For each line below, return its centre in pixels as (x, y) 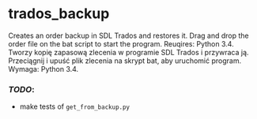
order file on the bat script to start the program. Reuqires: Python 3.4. (121, 43)
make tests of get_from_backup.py (75, 106)
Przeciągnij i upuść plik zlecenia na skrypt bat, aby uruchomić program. (125, 61)
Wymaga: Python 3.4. (43, 69)
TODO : (21, 89)
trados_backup (59, 14)
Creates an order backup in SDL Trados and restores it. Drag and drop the (128, 35)
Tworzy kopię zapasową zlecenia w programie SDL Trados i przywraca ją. (128, 52)
